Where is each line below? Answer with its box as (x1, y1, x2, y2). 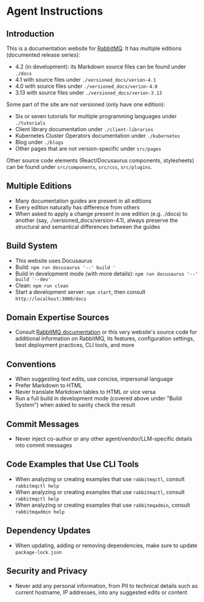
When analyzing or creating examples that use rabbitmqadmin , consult (15, 501, 191, 509)
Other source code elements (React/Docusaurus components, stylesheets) (6, 157, 195, 164)
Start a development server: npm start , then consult (15, 288, 146, 295)
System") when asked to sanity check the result (15, 401, 136, 409)
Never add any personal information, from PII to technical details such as (15, 582, 198, 589)
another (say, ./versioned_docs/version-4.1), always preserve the (15, 217, 178, 224)
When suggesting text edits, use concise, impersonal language (15, 375, 174, 382)
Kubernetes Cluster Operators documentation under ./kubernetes (15, 132, 181, 139)
